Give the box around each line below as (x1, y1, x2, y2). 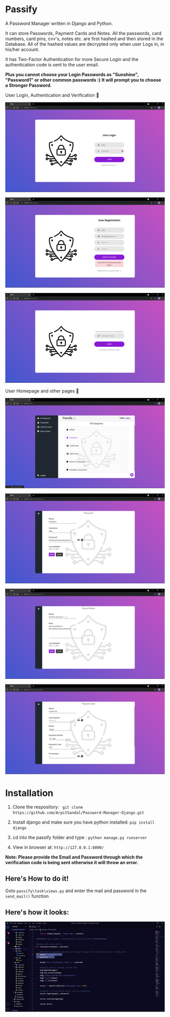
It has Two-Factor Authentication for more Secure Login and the (5, 56, 139, 62)
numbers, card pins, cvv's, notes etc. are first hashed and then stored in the (5, 36, 163, 42)
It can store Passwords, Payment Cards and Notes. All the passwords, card (5, 30, 162, 36)
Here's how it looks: (5, 908, 69, 916)
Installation (5, 787, 54, 799)
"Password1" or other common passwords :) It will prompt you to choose (5, 77, 161, 83)
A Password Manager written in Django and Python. (5, 20, 113, 26)
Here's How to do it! (5, 874, 69, 883)
